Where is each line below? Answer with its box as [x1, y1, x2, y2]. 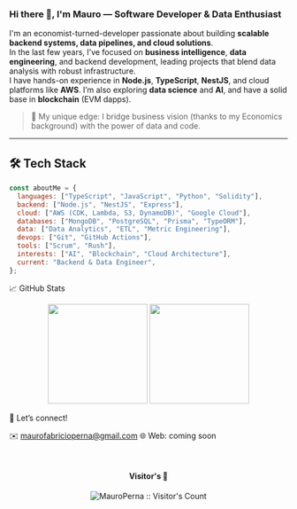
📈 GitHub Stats [9, 283, 65, 294]
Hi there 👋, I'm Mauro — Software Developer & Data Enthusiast [9, 8, 282, 20]
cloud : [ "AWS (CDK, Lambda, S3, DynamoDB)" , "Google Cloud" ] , [17, 208, 251, 217]
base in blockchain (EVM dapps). [9, 94, 132, 105]
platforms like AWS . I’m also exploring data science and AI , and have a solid [9, 84, 287, 96]
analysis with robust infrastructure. [9, 66, 136, 76]
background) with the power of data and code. [30, 121, 202, 131]
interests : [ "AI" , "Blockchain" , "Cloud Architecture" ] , [17, 250, 232, 259]
